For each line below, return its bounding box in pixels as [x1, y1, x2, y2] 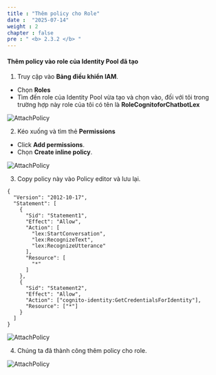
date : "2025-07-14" [7, 17, 69, 23]
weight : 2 [7, 23, 39, 30]
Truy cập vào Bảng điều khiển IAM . [17, 73, 119, 81]
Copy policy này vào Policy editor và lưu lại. [17, 175, 141, 183]
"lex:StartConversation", [32, 231, 107, 238]
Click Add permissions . [17, 141, 85, 149]
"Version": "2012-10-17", [13, 194, 88, 201]
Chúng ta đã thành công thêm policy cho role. [17, 347, 147, 355]
